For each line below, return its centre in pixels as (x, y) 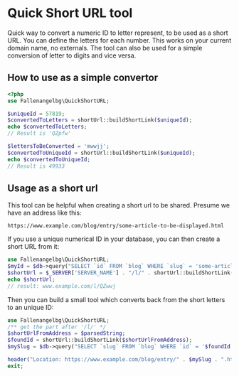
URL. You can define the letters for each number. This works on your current (119, 40)
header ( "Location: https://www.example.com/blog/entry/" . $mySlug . (113, 360)
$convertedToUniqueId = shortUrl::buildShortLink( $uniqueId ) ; (101, 153)
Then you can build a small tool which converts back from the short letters (116, 299)
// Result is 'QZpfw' (39, 134)
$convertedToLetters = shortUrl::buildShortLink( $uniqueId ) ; (100, 120)
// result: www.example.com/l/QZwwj (62, 286)
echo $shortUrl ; (31, 279)
